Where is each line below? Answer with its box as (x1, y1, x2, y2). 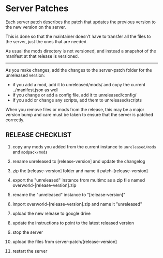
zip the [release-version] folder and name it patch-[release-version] (12, 168, 148, 174)
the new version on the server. (5, 24, 66, 30)
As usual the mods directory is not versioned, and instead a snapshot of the (5, 48, 156, 54)
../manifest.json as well (12, 87, 59, 93)
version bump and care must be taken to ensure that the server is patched (5, 112, 154, 117)
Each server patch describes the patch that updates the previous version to (5, 19, 156, 25)
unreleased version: (5, 72, 45, 78)
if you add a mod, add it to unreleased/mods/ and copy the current (12, 81, 146, 87)
